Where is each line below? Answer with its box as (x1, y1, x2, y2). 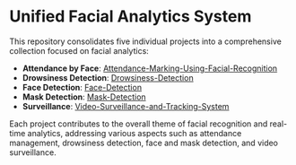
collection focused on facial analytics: (9, 45, 150, 56)
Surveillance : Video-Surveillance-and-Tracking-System (22, 100, 230, 111)
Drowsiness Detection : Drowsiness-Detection (22, 72, 195, 82)
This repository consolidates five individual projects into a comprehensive (9, 36, 283, 47)
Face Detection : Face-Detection (22, 82, 142, 92)
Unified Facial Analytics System (9, 6, 252, 27)
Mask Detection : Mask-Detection (22, 91, 146, 102)
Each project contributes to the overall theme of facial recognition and (9, 118, 268, 129)
